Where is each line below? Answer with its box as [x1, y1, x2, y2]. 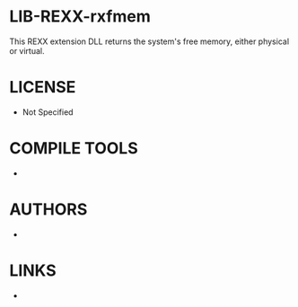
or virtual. [9, 45, 45, 56]
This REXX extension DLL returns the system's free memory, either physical [9, 36, 290, 47]
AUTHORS [9, 199, 88, 219]
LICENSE [9, 77, 76, 98]
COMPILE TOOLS [9, 138, 138, 159]
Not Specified [22, 106, 74, 118]
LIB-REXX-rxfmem [9, 6, 151, 27]
